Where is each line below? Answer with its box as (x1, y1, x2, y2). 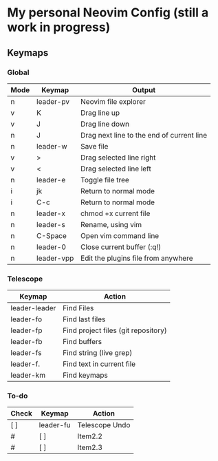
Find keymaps (63, 370, 108, 380)
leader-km (10, 370, 46, 380)
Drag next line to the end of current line (80, 130, 208, 140)
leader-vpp (36, 253, 74, 263)
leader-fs (10, 348, 42, 358)
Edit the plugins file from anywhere (80, 253, 193, 263)
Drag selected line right (80, 153, 156, 162)
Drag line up (80, 108, 120, 118)
